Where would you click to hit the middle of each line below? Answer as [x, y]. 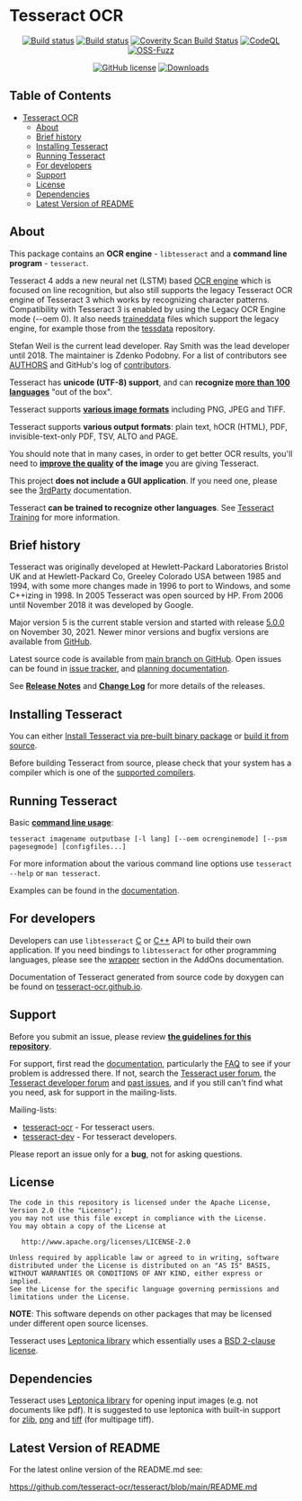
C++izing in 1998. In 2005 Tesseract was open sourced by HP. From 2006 [147, 595]
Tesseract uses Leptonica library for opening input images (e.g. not [134, 1400]
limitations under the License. [70, 1297]
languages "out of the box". [61, 391]
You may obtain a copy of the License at [88, 1227]
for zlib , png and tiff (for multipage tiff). [82, 1420]
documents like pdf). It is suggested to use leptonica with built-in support [145, 1410]
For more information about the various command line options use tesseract [151, 863]
